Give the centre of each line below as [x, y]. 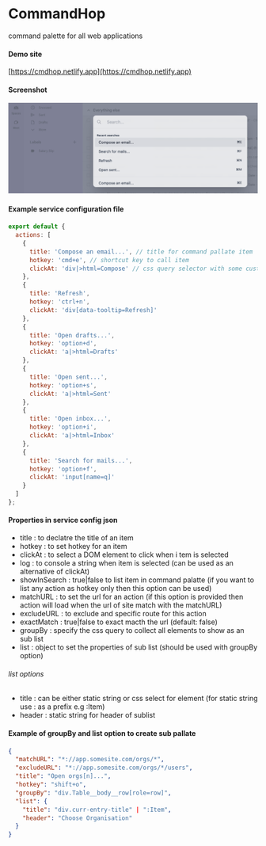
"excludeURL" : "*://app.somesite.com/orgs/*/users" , [104, 768]
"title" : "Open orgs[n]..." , [63, 776]
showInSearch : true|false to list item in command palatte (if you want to [137, 580]
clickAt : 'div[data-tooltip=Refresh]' [93, 310]
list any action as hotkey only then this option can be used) [116, 589]
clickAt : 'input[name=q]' [72, 477]
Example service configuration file [66, 209]
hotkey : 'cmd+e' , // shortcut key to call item [109, 260]
